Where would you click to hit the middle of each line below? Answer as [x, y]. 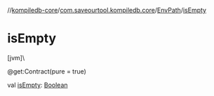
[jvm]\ [16, 57]
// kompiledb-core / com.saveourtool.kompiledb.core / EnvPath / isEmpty [107, 10]
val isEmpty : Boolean [38, 85]
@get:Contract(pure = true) [47, 71]
